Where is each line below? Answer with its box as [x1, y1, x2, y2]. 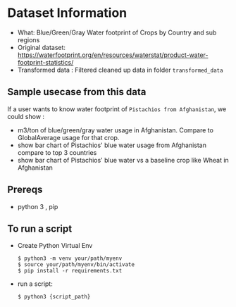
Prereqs [7, 184, 43, 196]
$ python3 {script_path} [17, 294, 91, 301]
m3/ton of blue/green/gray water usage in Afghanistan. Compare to [17, 125, 213, 134]
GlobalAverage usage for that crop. [17, 133, 120, 142]
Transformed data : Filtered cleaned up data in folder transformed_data [17, 65, 223, 74]
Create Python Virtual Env [17, 242, 93, 250]
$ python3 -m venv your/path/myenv [17, 255, 123, 262]
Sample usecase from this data [7, 86, 147, 98]
